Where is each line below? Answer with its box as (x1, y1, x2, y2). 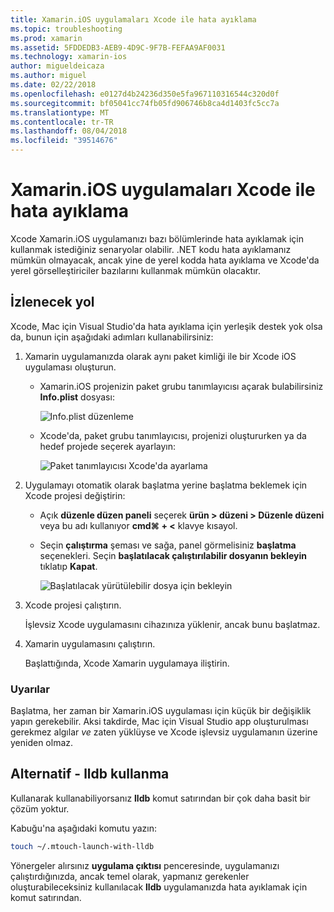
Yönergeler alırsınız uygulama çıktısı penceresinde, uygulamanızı (10, 859, 280, 871)
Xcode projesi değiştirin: (24, 489, 126, 501)
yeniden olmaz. (10, 737, 74, 749)
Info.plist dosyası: (39, 391, 115, 403)
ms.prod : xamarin (10, 33, 83, 43)
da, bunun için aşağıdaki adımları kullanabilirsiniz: (10, 331, 214, 343)
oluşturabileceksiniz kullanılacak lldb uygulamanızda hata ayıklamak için (10, 881, 308, 893)
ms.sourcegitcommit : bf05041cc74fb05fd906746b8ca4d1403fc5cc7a (10, 98, 280, 108)
